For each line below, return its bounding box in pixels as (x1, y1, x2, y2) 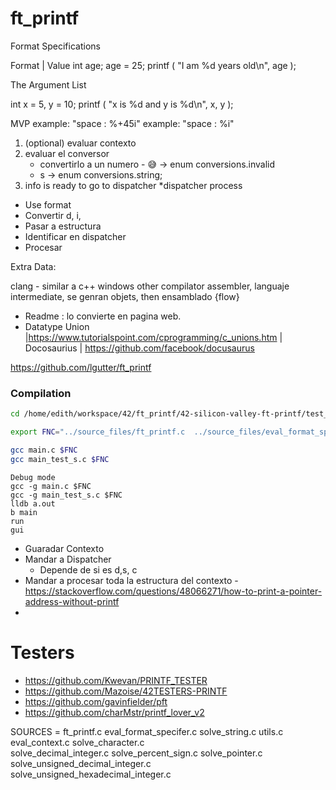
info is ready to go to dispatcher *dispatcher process (24, 179, 243, 191)
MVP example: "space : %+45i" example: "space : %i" (10, 117, 235, 129)
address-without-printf (24, 595, 120, 607)
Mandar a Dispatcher (24, 553, 112, 565)
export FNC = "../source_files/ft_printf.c (10, 427, 186, 437)
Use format (24, 198, 72, 211)
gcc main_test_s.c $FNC (10, 454, 110, 464)
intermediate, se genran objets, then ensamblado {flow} (10, 290, 240, 302)
